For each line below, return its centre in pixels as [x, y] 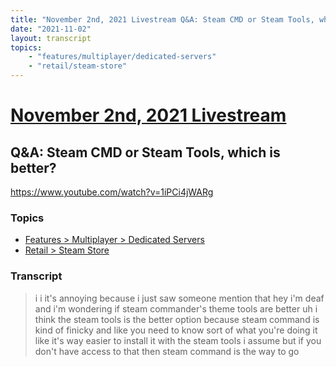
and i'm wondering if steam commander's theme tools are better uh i [176, 308]
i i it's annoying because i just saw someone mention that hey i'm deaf [179, 298]
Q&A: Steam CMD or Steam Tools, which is [145, 152]
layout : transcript [51, 38]
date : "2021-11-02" [51, 29]
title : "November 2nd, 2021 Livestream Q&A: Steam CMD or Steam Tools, [162, 19]
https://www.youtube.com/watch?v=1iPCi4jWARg [112, 192]
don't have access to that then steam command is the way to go [167, 351]
